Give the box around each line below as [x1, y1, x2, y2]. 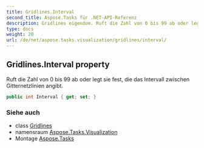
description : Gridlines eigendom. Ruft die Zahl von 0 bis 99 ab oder [6, 20, 189, 26]
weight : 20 [6, 32, 34, 38]
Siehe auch [6, 108, 41, 116]
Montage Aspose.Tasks [15, 135, 74, 142]
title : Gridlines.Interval [6, 8, 75, 15]
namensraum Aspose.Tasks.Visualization [15, 128, 118, 135]
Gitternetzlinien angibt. [6, 82, 64, 89]
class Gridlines [15, 122, 53, 129]
